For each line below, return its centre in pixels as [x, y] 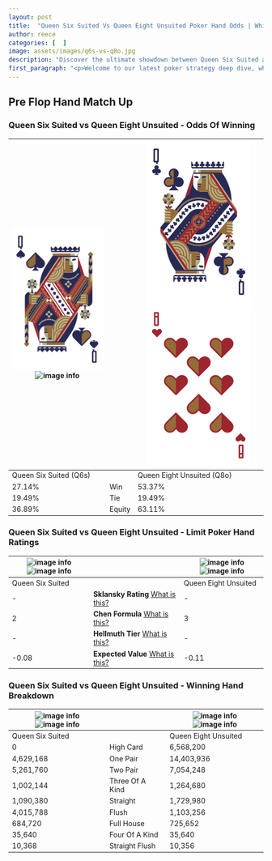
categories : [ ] [38, 43]
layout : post [30, 17]
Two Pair [124, 769]
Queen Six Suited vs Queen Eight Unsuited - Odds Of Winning [132, 126]
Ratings [24, 543]
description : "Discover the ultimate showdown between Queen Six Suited [134, 60]
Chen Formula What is [130, 614]
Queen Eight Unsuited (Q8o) [185, 475]
